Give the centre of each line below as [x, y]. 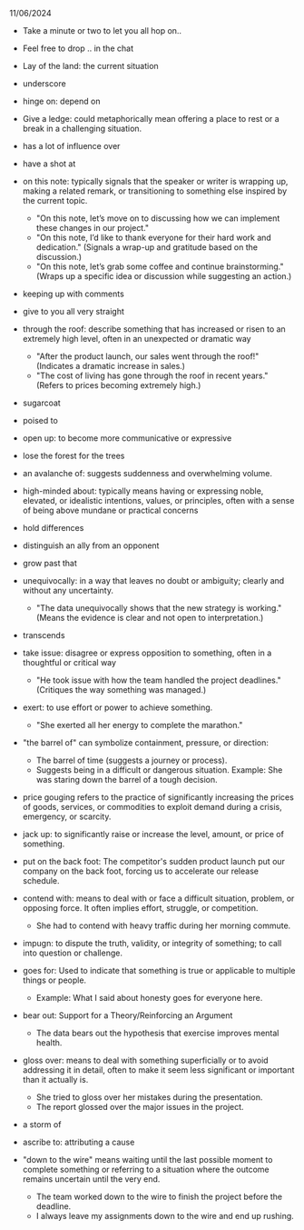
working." [264, 608]
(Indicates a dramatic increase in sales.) [111, 366]
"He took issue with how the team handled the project [137, 680]
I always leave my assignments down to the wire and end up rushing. [165, 1216]
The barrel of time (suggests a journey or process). [132, 760]
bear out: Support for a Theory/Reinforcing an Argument [127, 1015]
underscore [44, 84]
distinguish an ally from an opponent [91, 545]
